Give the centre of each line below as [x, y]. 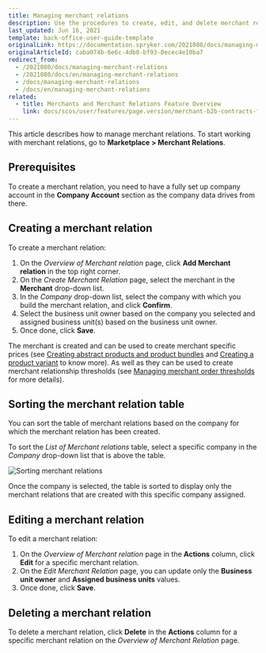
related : [23, 97]
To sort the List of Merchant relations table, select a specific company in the [133, 447]
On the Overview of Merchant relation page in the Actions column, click [137, 554]
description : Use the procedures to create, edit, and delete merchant [129, 23]
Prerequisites [42, 167]
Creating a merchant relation [80, 228]
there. [18, 203]
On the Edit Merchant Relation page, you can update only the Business [136, 571]
